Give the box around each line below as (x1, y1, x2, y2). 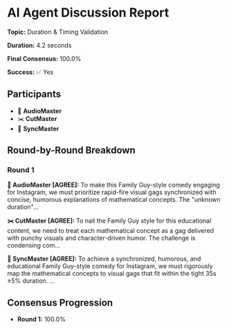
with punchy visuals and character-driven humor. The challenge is (7, 234, 196, 243)
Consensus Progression (7, 297, 113, 308)
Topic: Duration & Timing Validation (7, 28, 109, 36)
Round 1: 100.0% (17, 315, 66, 323)
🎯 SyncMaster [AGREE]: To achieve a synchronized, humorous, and (7, 254, 201, 263)
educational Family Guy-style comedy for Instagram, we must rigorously (7, 262, 213, 270)
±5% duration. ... (7, 276, 55, 285)
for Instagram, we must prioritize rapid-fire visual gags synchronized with (7, 188, 217, 196)
